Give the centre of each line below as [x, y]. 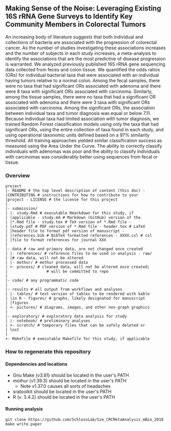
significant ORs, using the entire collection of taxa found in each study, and [84, 129]
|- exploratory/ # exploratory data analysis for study [66, 317]
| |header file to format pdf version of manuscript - [65, 231]
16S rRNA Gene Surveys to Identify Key [69, 17]
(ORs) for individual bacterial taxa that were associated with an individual [82, 75]
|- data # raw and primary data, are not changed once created [74, 249]
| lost [12, 330]
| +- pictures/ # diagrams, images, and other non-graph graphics [78, 307]
